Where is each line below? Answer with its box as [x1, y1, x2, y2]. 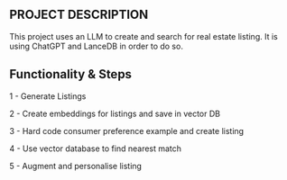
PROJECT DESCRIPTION [9, 7, 149, 22]
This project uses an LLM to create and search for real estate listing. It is [9, 31, 278, 41]
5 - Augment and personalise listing [9, 160, 143, 171]
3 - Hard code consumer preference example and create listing [9, 125, 245, 136]
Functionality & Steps [9, 67, 133, 82]
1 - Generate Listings [9, 90, 87, 102]
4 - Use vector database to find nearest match [9, 143, 182, 154]
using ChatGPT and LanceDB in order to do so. [9, 40, 183, 51]
